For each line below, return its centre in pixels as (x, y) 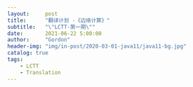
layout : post (33, 14)
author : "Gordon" (39, 40)
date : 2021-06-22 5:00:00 (54, 33)
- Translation (40, 72)
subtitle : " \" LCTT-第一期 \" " (52, 27)
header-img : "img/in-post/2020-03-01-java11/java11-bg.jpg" (97, 46)
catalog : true (28, 53)
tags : (15, 60)
